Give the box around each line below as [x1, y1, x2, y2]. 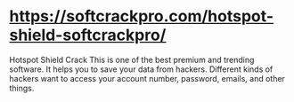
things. [9, 82, 35, 93]
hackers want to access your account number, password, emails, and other [9, 73, 285, 83]
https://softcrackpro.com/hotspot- [9, 6, 274, 27]
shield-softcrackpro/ [9, 25, 167, 45]
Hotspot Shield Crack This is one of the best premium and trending [9, 54, 255, 65]
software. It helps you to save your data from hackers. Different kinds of [9, 64, 274, 75]
